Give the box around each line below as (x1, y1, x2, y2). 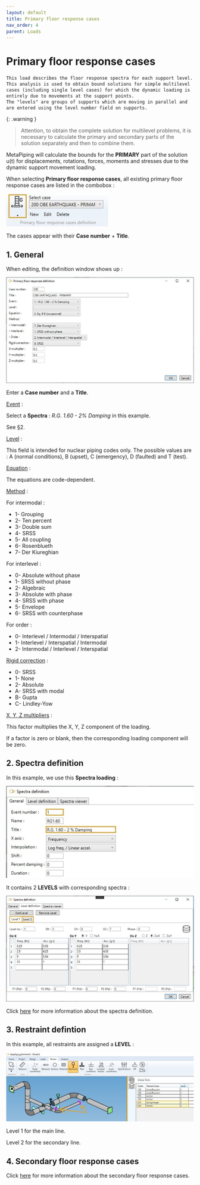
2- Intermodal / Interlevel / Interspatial (14, 645, 108, 653)
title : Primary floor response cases (6, 15, 100, 22)
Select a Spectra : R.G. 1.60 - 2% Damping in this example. (6, 412, 151, 419)
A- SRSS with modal (14, 688, 64, 695)
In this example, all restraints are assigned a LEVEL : (6, 1040, 135, 1047)
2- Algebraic (14, 584, 46, 592)
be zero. (6, 741, 27, 749)
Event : (6, 401, 24, 408)
